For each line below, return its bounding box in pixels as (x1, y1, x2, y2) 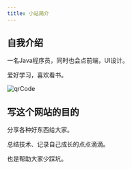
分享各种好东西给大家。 (7, 126, 73, 134)
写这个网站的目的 (7, 106, 79, 118)
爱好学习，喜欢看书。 (7, 71, 67, 79)
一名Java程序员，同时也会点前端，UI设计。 (7, 56, 129, 65)
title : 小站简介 (7, 10, 49, 17)
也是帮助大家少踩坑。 (7, 155, 67, 163)
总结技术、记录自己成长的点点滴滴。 (7, 140, 109, 148)
